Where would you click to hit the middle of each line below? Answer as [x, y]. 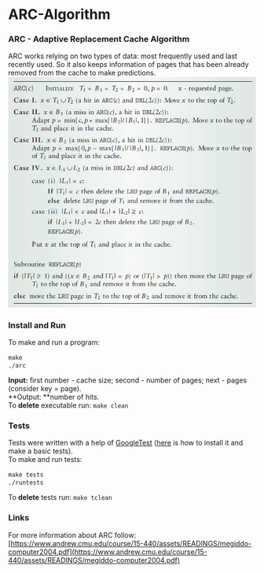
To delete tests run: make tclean [60, 497]
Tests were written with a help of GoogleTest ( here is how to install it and [126, 443]
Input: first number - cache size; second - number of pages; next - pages [128, 380]
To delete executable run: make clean [68, 405]
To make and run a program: [54, 342]
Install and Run [37, 325]
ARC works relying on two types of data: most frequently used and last [123, 56]
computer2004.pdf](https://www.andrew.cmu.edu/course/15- [108, 552]
